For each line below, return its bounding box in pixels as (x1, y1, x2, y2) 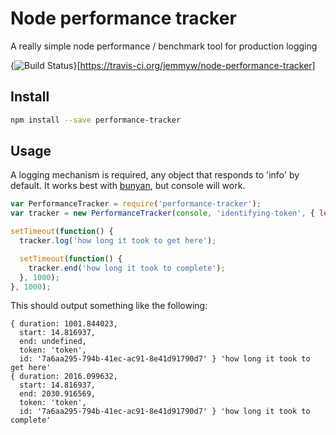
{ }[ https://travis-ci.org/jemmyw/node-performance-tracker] (10, 59, 316, 71)
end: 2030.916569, (19, 389, 97, 399)
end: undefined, (19, 337, 87, 347)
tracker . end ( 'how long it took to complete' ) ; (28, 263, 226, 273)
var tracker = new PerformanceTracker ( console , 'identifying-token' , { (10, 208, 315, 219)
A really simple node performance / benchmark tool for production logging (10, 40, 318, 52)
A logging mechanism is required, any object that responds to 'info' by (10, 169, 300, 181)
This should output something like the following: (10, 300, 208, 312)
